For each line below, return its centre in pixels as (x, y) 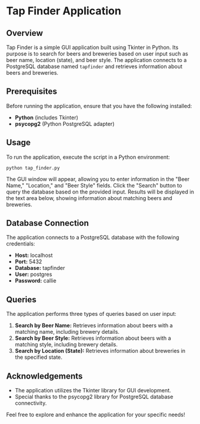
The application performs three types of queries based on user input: (91, 314)
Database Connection (47, 223)
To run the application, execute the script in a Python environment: (88, 157)
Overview (25, 33)
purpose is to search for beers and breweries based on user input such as (97, 54)
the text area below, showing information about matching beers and (89, 198)
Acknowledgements (44, 376)
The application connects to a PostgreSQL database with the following (93, 238)
